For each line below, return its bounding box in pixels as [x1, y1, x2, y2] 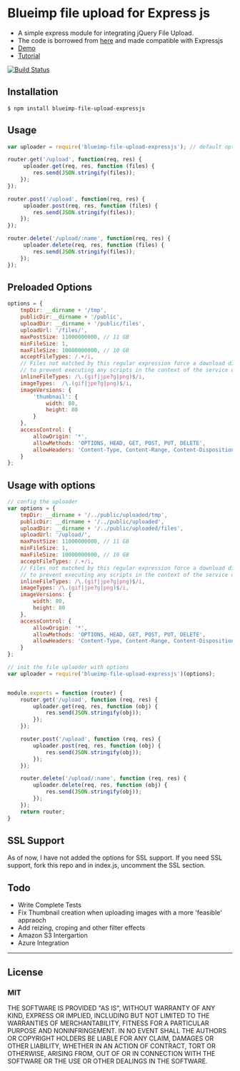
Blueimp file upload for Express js [7, 5, 211, 21]
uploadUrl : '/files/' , [20, 326, 88, 333]
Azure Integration [17, 939, 69, 947]
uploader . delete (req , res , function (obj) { [33, 782, 168, 789]
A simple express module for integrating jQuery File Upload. [17, 29, 194, 37]
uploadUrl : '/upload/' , [20, 531, 91, 538]
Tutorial [17, 51, 41, 60]
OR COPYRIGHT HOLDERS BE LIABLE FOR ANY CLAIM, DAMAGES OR [7, 1034, 214, 1042]
